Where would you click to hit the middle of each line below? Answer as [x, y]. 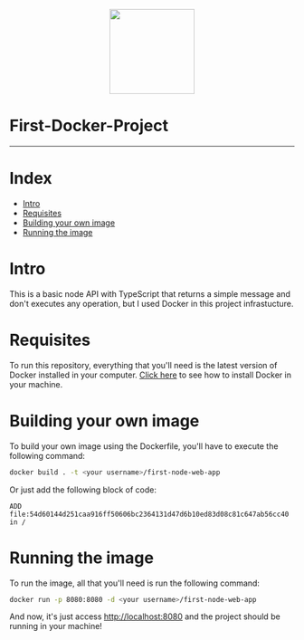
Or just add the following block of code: [83, 490]
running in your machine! [56, 626]
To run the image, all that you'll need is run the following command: [135, 583]
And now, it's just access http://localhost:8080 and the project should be [145, 616]
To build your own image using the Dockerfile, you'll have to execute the [144, 446]
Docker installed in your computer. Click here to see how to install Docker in [151, 375]
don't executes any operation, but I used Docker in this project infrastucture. [152, 303]
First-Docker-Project [89, 126]
